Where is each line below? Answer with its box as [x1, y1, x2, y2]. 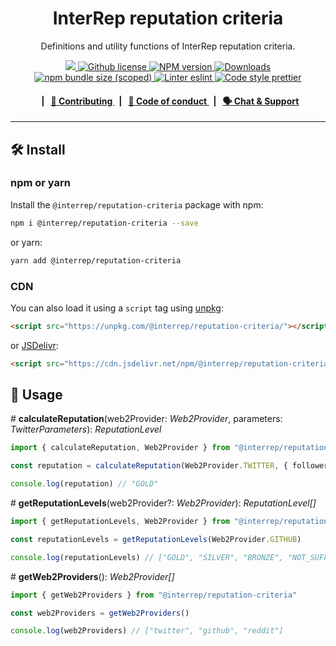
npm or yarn [10, 176, 72, 190]
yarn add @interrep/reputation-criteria [10, 255, 182, 266]
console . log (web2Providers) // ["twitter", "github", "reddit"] [10, 626, 284, 636]
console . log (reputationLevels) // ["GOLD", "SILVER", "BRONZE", [10, 552, 284, 562]
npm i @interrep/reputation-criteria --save [10, 218, 199, 228]
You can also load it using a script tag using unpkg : [10, 302, 224, 314]
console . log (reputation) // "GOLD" [10, 479, 159, 489]
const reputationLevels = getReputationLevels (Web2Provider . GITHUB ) [10, 534, 302, 544]
